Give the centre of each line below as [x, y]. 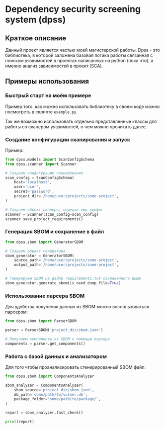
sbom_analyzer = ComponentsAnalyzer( [44, 385]
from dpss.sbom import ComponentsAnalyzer [50, 376]
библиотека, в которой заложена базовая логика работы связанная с [79, 55]
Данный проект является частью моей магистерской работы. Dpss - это [82, 50]
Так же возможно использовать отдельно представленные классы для [81, 121]
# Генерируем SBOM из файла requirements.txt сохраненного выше [73, 279]
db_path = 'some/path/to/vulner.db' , [51, 394]
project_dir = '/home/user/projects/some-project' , [67, 196]
